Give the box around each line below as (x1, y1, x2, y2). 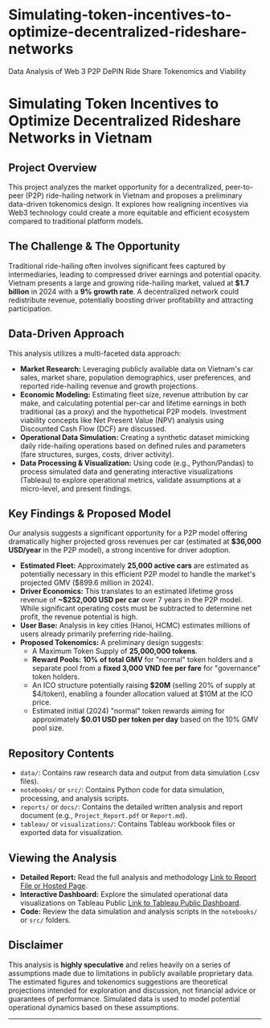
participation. (8, 303, 52, 313)
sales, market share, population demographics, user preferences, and (19, 372, 252, 382)
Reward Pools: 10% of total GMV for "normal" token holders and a (31, 655, 253, 664)
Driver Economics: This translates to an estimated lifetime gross (19, 586, 234, 596)
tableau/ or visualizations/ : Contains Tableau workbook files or (19, 819, 235, 829)
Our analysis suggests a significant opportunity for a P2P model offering (8, 528, 247, 538)
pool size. (31, 723, 64, 733)
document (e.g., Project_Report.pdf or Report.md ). (19, 811, 187, 820)
